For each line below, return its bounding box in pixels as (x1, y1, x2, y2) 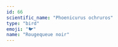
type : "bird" (6, 20, 40, 26)
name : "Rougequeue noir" (6, 32, 70, 38)
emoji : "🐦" (6, 26, 37, 32)
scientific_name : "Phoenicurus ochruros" (6, 15, 114, 21)
